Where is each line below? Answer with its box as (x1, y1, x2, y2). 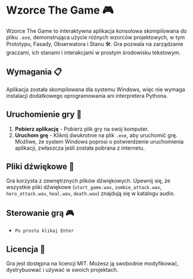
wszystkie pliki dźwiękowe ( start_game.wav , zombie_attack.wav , (6, 184, 162, 191)
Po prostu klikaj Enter (14, 228, 74, 234)
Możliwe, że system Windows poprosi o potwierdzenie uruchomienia (14, 138, 184, 145)
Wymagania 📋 (6, 67, 63, 77)
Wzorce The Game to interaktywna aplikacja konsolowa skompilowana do (6, 27, 187, 35)
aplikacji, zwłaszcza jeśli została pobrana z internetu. (14, 144, 145, 151)
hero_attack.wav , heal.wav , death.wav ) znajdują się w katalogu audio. (6, 190, 175, 197)
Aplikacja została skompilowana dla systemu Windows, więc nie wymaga (6, 86, 186, 93)
